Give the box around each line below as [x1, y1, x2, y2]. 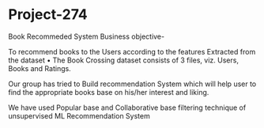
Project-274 [8, 6, 89, 24]
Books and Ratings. [8, 63, 71, 73]
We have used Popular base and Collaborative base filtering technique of [8, 103, 247, 112]
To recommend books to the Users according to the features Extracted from [8, 47, 256, 56]
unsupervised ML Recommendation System [8, 111, 150, 120]
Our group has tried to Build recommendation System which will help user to [8, 79, 257, 88]
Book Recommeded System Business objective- [8, 32, 164, 41]
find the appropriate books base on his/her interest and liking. [8, 87, 209, 96]
